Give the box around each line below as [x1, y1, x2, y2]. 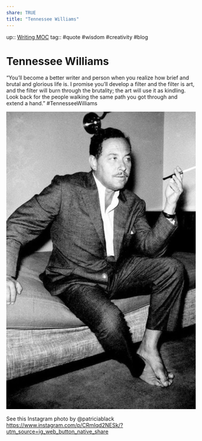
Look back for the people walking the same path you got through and [6, 93, 178, 100]
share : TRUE [6, 10, 36, 16]
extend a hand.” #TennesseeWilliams [6, 100, 98, 107]
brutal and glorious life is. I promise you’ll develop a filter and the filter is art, [6, 81, 195, 88]
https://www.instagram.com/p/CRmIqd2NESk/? [6, 421, 123, 428]
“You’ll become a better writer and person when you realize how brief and [6, 74, 189, 81]
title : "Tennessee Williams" [6, 16, 79, 22]
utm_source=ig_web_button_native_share [6, 428, 109, 435]
